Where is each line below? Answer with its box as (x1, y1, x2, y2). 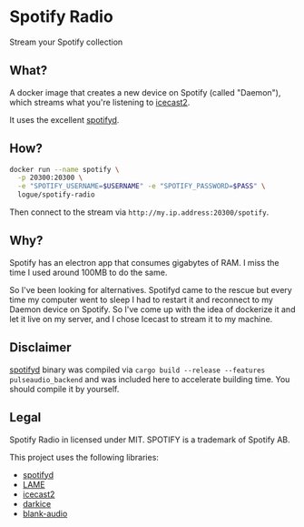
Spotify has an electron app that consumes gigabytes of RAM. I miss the (9, 257, 279, 268)
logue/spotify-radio (17, 190, 95, 199)
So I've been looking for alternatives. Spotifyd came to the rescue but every (9, 284, 292, 295)
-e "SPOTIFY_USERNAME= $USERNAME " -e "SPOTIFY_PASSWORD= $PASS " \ (17, 182, 266, 191)
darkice (22, 498, 52, 509)
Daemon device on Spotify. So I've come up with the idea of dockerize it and (9, 303, 296, 315)
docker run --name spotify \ (9, 165, 120, 174)
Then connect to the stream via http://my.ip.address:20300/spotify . (9, 207, 270, 218)
